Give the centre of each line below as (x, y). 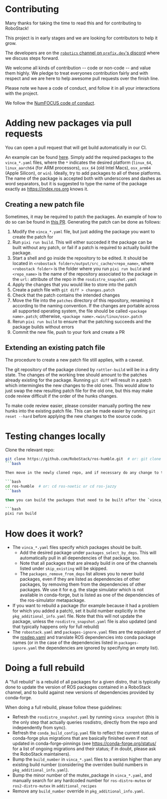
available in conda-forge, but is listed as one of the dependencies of (90, 595)
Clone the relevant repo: (30, 450)
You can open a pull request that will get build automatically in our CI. (76, 147)
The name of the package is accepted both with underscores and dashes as (83, 178)
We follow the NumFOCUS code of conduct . (50, 103)
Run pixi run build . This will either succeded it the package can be (82, 242)
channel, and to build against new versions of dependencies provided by (80, 692)
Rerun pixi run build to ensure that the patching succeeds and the (82, 321)
